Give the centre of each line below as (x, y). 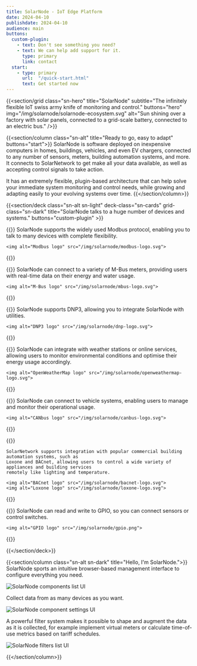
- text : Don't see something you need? (66, 45)
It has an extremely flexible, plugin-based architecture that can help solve (96, 181)
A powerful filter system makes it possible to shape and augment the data (96, 621)
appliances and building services (49, 467)
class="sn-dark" (26, 212)
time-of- (182, 628)
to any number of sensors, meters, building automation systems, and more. (98, 157)
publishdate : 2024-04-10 (37, 23)
